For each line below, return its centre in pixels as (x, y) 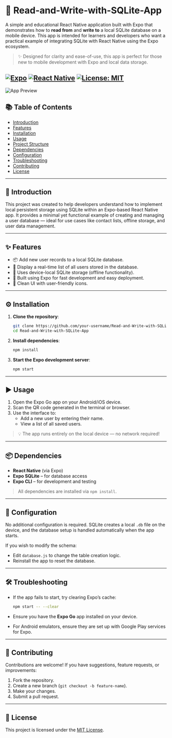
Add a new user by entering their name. (62, 418)
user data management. (30, 226)
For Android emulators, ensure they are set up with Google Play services (89, 626)
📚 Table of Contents (39, 107)
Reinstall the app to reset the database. (54, 561)
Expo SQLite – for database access (50, 476)
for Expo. (22, 631)
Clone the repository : (36, 317)
